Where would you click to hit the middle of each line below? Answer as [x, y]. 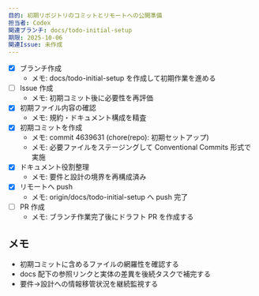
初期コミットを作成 [51, 128]
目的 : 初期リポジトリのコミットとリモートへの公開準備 [85, 15]
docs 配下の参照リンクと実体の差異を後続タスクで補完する [115, 274]
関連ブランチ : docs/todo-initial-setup [70, 30]
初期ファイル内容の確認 [58, 108]
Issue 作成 [36, 88]
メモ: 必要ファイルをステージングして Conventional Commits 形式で [141, 148]
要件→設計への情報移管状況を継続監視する [89, 284]
